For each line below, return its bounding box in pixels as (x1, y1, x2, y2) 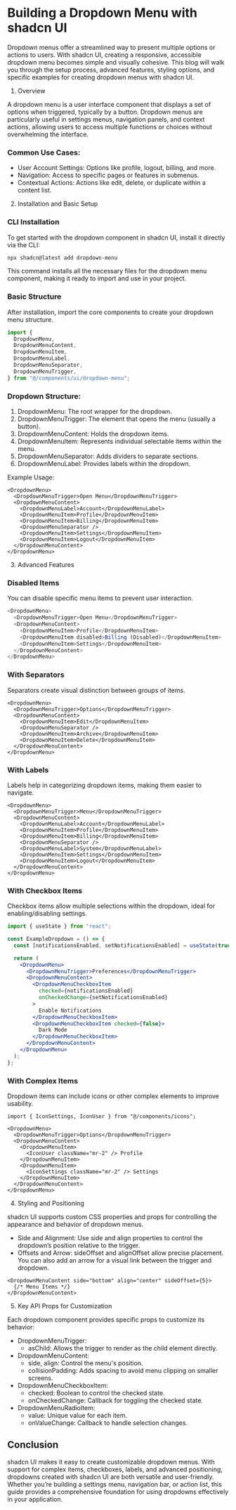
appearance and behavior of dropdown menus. (7, 1220, 144, 1228)
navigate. (7, 788, 34, 797)
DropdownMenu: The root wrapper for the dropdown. (17, 408, 172, 415)
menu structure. (7, 315, 54, 324)
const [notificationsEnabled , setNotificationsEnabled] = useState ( (13, 942, 218, 949)
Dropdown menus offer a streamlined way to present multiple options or (7, 43, 216, 51)
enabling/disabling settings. (7, 909, 88, 918)
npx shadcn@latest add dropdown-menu (7, 254, 118, 261)
